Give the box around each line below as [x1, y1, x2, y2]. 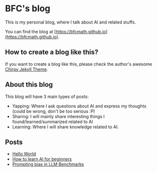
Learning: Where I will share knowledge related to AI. [12, 123, 119, 130]
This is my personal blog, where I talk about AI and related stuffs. [5, 19, 136, 25]
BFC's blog [5, 3, 50, 14]
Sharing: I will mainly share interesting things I [12, 113, 105, 119]
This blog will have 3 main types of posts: [5, 94, 89, 99]
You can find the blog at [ [5, 28, 56, 34]
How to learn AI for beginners [12, 156, 72, 162]
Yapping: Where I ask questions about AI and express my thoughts [12, 103, 147, 109]
